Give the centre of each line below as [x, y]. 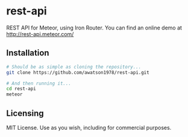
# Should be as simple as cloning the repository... [74, 67]
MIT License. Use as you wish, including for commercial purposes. [89, 127]
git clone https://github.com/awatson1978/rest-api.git [78, 72]
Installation [28, 53]
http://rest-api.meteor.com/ [40, 34]
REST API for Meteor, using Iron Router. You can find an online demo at [94, 28]
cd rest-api [21, 89]
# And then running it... [39, 83]
